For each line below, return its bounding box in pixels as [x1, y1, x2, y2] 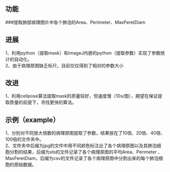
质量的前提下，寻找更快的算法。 [9, 99, 77, 105]
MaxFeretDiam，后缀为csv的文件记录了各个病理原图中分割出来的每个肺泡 [5, 155, 159, 161]
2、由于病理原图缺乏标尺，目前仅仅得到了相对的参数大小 [5, 62, 124, 68]
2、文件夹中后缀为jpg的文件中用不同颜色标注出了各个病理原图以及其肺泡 [5, 143, 157, 149]
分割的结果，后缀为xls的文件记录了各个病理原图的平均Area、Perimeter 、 [9, 149, 163, 155]
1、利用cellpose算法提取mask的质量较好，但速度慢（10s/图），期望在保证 [5, 93, 158, 99]
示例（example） [5, 115, 60, 124]
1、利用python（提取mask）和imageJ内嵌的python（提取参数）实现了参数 [5, 50, 161, 56]
